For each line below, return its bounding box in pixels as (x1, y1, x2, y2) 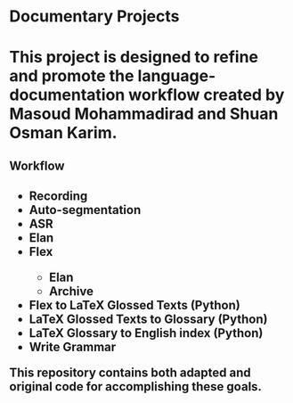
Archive (48, 284, 94, 300)
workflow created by (128, 85, 285, 105)
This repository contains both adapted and (9, 366, 251, 381)
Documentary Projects (9, 6, 180, 27)
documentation (9, 85, 126, 105)
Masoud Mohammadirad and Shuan (9, 104, 279, 124)
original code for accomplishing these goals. (9, 379, 263, 394)
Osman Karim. (9, 123, 118, 144)
